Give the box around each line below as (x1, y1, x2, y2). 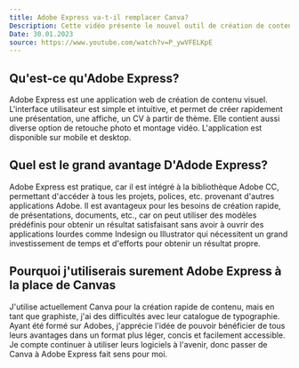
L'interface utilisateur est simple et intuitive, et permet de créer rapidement (9, 104, 283, 115)
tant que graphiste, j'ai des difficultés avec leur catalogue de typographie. (9, 310, 280, 321)
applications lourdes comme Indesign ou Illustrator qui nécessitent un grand (9, 228, 288, 239)
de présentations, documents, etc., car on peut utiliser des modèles (9, 210, 257, 220)
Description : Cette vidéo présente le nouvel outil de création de (9, 21, 265, 30)
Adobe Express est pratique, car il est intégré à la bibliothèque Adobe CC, (9, 181, 280, 192)
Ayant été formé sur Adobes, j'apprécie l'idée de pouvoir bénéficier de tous (9, 320, 286, 331)
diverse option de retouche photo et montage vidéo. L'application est (9, 123, 263, 133)
